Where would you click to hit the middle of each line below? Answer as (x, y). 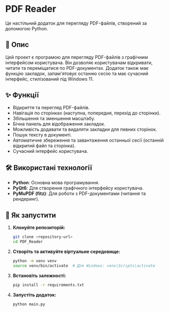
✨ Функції (22, 95)
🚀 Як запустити (31, 215)
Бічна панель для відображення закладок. (59, 124)
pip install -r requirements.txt (48, 285)
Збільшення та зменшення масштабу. (54, 118)
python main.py (29, 304)
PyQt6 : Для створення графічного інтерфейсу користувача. (78, 188)
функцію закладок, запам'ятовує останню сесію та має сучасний (77, 73)
